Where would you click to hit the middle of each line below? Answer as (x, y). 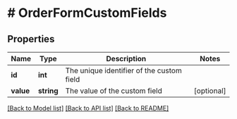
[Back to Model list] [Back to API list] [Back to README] (88, 108)
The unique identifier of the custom (123, 70)
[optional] (210, 91)
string (48, 91)
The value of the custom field (114, 91)
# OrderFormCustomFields (87, 13)
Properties (31, 39)
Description (126, 59)
